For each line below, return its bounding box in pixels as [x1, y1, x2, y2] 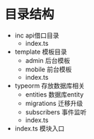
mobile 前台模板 [25, 65, 72, 73]
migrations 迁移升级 [25, 99, 83, 107]
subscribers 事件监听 [25, 107, 87, 116]
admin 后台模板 [25, 56, 70, 64]
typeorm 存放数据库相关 [14, 81, 86, 90]
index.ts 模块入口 [14, 124, 65, 133]
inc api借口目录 [14, 31, 59, 40]
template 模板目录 [14, 47, 68, 56]
